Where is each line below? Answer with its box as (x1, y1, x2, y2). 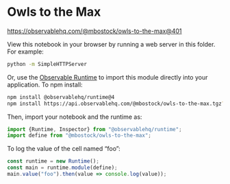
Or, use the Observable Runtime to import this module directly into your (7, 73, 208, 81)
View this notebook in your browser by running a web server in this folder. (7, 40, 216, 48)
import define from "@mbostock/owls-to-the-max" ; (7, 132, 152, 139)
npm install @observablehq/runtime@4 (7, 93, 115, 100)
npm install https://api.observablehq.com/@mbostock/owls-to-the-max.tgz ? (7, 100, 225, 107)
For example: (7, 47, 44, 56)
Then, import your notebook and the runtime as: (7, 113, 142, 121)
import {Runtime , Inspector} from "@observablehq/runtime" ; (7, 126, 183, 133)
